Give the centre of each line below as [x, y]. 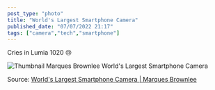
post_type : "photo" [35, 13]
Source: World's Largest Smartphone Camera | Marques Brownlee [102, 80]
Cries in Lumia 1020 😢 [40, 53]
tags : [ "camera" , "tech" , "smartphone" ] [63, 33]
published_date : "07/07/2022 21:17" [60, 26]
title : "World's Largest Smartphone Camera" [73, 20]
